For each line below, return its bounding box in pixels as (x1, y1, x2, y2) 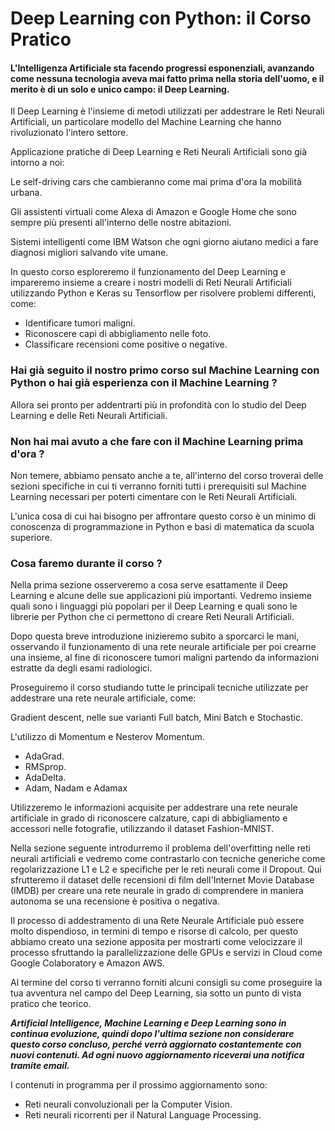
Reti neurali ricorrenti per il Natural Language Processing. (24, 1109, 262, 1121)
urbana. (10, 187, 43, 199)
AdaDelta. (24, 772, 67, 784)
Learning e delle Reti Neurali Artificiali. (10, 409, 168, 421)
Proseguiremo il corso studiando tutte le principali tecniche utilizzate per (10, 682, 309, 694)
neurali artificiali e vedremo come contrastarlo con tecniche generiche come (10, 853, 326, 865)
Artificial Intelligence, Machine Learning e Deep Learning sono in (10, 1017, 287, 1029)
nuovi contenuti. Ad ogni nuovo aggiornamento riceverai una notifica (10, 1049, 305, 1061)
